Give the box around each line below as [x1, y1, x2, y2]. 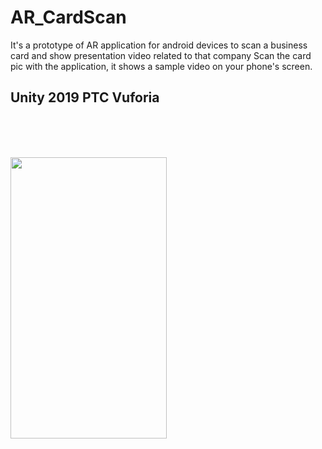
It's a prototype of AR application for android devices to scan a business [10, 39, 308, 51]
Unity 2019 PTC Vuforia [10, 89, 160, 106]
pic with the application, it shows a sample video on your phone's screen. [10, 60, 313, 72]
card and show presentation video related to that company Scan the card [10, 49, 312, 61]
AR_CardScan [10, 6, 127, 29]
